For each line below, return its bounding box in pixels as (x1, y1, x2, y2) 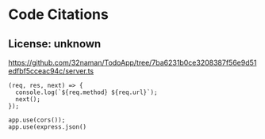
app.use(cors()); (8, 116, 66, 124)
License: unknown (8, 37, 102, 51)
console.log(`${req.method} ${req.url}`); (15, 88, 158, 96)
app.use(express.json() (8, 123, 87, 131)
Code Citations (8, 6, 109, 24)
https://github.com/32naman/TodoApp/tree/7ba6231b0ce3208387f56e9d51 (8, 58, 257, 67)
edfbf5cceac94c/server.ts (8, 66, 94, 76)
